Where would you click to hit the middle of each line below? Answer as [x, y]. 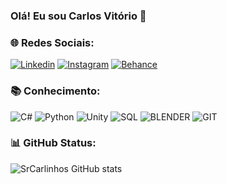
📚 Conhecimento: [55, 91]
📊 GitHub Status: [53, 143]
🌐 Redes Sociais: [52, 42]
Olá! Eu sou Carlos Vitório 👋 [78, 16]
